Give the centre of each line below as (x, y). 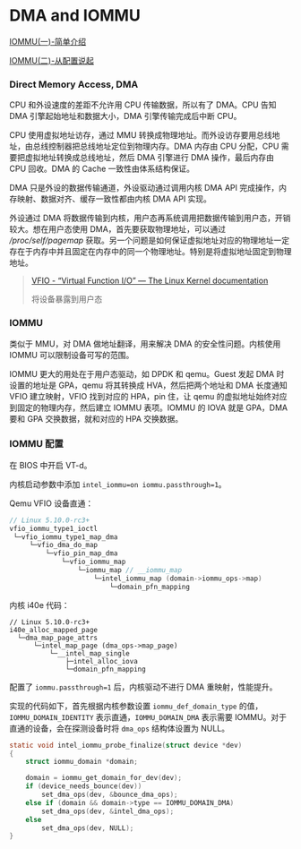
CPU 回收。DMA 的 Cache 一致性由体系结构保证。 (102, 169)
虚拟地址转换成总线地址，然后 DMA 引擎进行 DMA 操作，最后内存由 (150, 158)
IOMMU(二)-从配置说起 (52, 60)
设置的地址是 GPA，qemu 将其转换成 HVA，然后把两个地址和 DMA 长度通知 (149, 385)
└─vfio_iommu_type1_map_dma (65, 537)
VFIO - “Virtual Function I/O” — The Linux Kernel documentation (150, 281)
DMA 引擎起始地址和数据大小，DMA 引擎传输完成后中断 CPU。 (125, 116)
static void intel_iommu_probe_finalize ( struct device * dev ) (126, 745)
